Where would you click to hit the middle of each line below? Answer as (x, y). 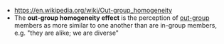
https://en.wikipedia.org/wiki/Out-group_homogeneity (93, 10)
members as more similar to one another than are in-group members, (115, 25)
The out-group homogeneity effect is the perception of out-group (112, 18)
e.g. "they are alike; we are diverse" (66, 33)
